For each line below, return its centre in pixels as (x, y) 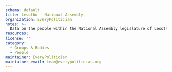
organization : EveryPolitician (39, 19)
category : (16, 43)
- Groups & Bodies (30, 48)
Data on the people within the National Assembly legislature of (81, 29)
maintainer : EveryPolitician (36, 57)
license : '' (18, 39)
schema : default (23, 10)
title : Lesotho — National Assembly (44, 15)
